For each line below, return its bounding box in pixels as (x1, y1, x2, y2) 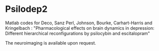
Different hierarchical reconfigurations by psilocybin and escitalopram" (5, 30, 150, 36)
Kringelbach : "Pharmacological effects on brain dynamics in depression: (5, 25, 155, 31)
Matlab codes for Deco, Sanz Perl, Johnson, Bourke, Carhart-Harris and (5, 20, 153, 26)
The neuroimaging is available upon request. (5, 40, 96, 46)
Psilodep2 (5, 3, 48, 15)
